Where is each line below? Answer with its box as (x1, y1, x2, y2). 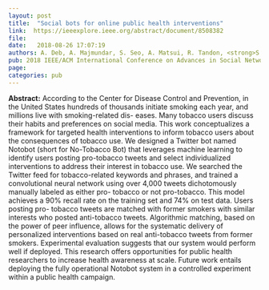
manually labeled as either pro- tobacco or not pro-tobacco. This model (8, 187, 246, 196)
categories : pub (8, 71, 62, 79)
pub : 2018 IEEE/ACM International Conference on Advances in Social (8, 57, 242, 65)
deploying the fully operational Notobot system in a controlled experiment (8, 264, 251, 273)
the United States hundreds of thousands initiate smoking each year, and (8, 102, 249, 111)
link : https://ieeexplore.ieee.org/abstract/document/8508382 (8, 26, 224, 34)
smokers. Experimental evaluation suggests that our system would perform (8, 238, 256, 248)
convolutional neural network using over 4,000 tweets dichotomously (8, 178, 237, 188)
